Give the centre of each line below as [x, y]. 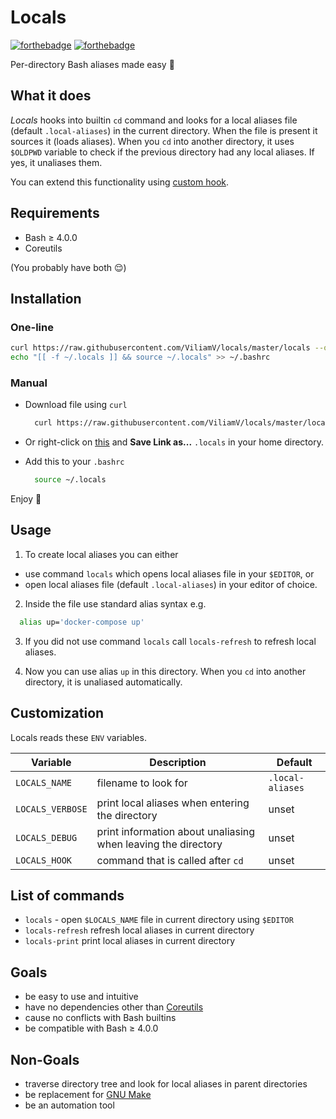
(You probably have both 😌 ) [68, 267]
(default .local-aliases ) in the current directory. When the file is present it [164, 130]
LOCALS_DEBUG [46, 837]
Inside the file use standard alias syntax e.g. [115, 603]
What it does [51, 96]
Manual [29, 383]
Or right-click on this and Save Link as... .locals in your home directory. [174, 442]
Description [178, 762]
